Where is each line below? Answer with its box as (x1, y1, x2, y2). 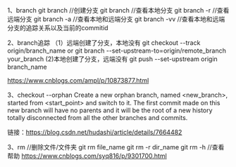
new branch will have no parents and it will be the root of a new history (7, 106, 213, 114)
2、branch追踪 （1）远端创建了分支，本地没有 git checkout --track (7, 39, 201, 47)
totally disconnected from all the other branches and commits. (7, 114, 188, 121)
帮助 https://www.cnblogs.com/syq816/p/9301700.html (7, 152, 167, 160)
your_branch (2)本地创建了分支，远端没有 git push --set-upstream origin (7, 55, 218, 63)
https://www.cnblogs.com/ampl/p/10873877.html (7, 76, 149, 84)
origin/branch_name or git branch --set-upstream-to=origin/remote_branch (7, 46, 227, 55)
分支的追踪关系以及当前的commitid (7, 24, 108, 32)
